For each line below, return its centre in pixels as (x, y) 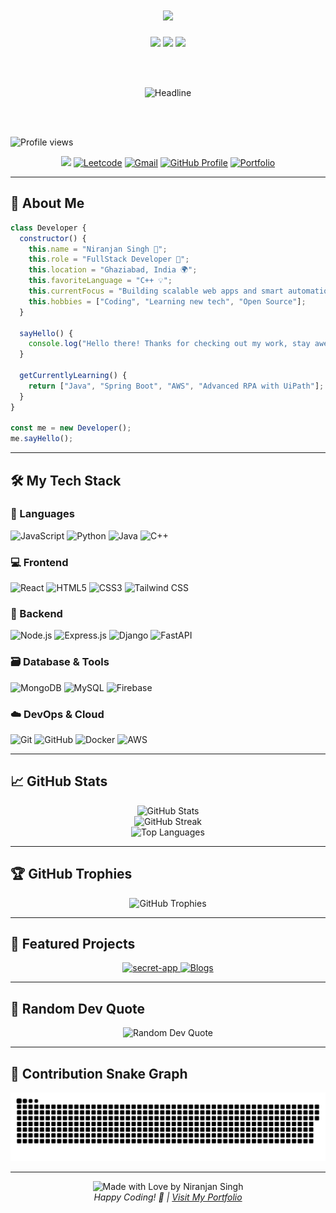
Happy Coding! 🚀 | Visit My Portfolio (168, 1197)
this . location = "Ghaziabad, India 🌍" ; (113, 270)
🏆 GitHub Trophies (71, 874)
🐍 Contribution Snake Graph (99, 1073)
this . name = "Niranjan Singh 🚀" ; (98, 249)
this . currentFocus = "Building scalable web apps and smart (156, 291)
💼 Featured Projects (73, 944)
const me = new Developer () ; (71, 428)
